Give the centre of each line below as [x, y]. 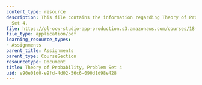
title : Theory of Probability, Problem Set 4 [64, 67]
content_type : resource [36, 12]
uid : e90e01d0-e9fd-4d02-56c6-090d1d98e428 [62, 73]
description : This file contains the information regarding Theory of [96, 17]
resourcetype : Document [36, 62]
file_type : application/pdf [41, 34]
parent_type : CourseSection [41, 56]
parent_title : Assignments [40, 51]
